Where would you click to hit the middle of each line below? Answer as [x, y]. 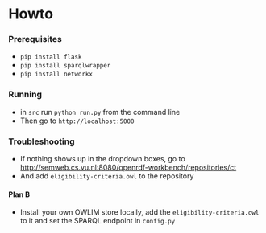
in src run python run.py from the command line [100, 112]
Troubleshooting [42, 141]
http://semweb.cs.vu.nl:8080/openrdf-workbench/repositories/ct [128, 168]
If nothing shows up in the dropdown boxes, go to [102, 159]
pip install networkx [56, 74]
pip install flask [51, 57]
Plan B [19, 194]
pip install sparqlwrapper [65, 66]
